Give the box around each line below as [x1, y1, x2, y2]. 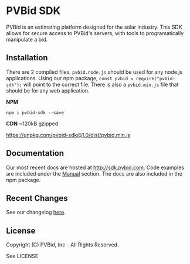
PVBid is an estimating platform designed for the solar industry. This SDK [6, 23, 183, 30]
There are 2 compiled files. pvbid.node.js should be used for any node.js [6, 68, 183, 76]
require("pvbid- [135, 76, 176, 81]
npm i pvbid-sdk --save [6, 109, 65, 115]
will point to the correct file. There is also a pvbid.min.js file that [23, 81, 179, 88]
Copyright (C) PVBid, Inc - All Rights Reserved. [6, 241, 119, 248]
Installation [6, 53, 48, 63]
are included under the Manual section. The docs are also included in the [6, 170, 183, 177]
